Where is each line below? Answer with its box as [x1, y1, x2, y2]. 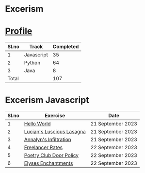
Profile [5, 26, 32, 37]
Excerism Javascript [5, 95, 89, 105]
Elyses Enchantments [24, 160, 73, 167]
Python [24, 59, 41, 66]
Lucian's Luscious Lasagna [24, 128, 86, 135]
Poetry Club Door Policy [24, 152, 79, 159]
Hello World [24, 121, 51, 127]
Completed [52, 43, 79, 50]
